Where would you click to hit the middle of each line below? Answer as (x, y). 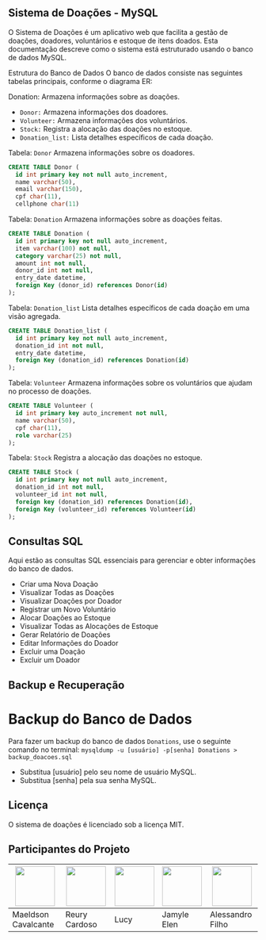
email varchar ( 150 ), (49, 190)
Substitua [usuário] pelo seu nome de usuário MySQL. (108, 772)
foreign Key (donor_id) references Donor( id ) (92, 286)
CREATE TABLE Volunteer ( (51, 406)
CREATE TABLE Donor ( (44, 167)
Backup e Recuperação (66, 685)
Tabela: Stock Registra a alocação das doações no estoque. (105, 458)
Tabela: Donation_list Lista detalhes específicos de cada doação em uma (129, 308)
